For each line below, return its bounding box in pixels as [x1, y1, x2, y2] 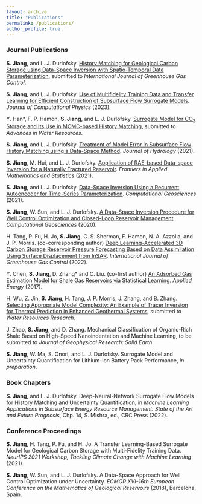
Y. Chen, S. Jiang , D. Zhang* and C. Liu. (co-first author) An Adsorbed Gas [6, 270, 192, 278]
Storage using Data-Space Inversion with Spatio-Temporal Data [6, 66, 164, 73]
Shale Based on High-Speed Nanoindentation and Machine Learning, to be [6, 332, 192, 339]
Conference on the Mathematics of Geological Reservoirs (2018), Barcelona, [6, 484, 197, 491]
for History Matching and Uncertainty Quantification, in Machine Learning [6, 399, 189, 406]
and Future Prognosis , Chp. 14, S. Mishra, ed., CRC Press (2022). [6, 411, 168, 419]
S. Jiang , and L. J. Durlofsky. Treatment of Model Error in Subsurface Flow [6, 141, 192, 148]
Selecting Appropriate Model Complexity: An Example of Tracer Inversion [6, 301, 188, 309]
